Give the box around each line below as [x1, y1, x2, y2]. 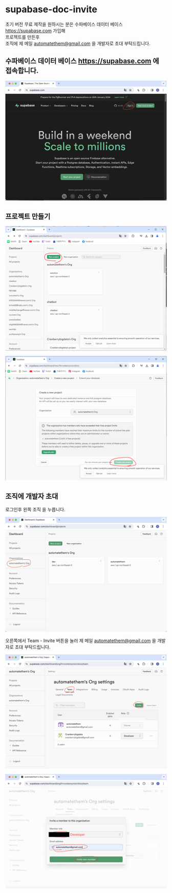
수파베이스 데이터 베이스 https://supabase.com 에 [5, 57, 160, 66]
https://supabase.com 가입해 [5, 27, 66, 34]
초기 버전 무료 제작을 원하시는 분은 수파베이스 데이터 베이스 [5, 21, 123, 27]
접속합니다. [5, 67, 39, 75]
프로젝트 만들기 [5, 212, 51, 221]
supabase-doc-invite [5, 4, 97, 15]
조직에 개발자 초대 [5, 492, 58, 500]
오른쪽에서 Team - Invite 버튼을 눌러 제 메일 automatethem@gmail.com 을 [5, 638, 156, 644]
